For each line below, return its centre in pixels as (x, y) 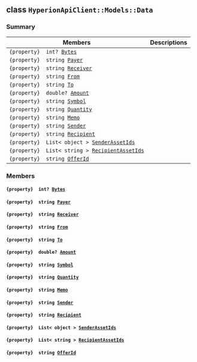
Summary (21, 27)
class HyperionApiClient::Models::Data (80, 10)
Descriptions (169, 42)
